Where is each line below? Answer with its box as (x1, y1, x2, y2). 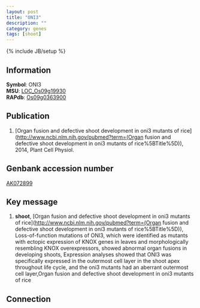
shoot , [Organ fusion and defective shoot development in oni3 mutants (14, 213, 190, 220)
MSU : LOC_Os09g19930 (6, 87, 66, 94)
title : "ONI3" (6, 14, 42, 20)
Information (6, 65, 51, 75)
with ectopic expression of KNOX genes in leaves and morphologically (14, 238, 189, 246)
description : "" (6, 20, 47, 26)
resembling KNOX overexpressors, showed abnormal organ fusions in (14, 244, 187, 252)
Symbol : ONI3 (6, 80, 42, 88)
